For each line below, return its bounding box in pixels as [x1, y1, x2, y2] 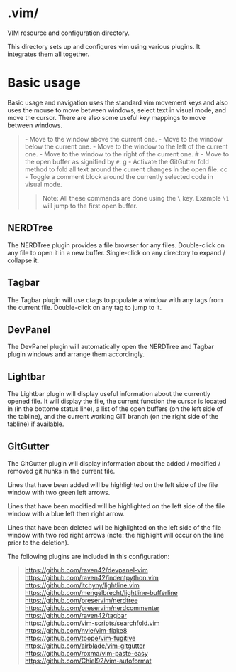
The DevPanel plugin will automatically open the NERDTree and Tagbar [7, 343, 215, 351]
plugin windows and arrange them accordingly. [7, 350, 145, 358]
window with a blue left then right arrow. [7, 509, 125, 518]
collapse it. [7, 256, 40, 265]
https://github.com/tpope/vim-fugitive [24, 634, 136, 642]
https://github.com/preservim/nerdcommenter [24, 603, 160, 612]
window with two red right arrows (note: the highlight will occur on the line [7, 530, 225, 539]
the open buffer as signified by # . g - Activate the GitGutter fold [24, 157, 209, 166]
